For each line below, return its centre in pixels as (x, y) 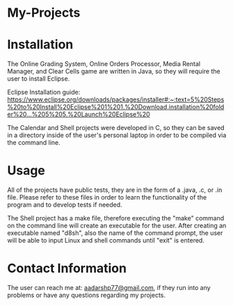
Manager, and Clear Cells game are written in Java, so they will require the (114, 72)
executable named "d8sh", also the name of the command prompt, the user (115, 233)
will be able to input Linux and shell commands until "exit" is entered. (106, 241)
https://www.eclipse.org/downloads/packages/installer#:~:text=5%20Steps (116, 99)
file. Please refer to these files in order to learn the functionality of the (107, 198)
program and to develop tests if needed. (65, 205)
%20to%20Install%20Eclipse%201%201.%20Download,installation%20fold (116, 107)
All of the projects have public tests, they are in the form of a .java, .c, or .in (115, 190)
